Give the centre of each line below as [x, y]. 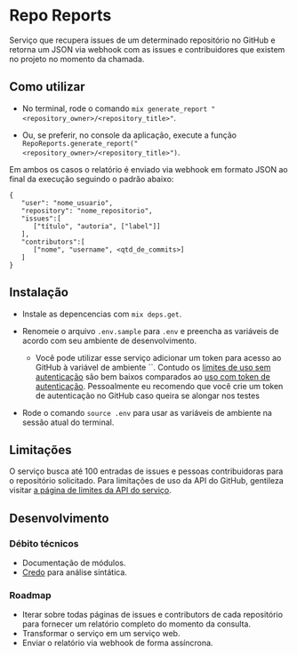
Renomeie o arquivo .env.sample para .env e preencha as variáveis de [150, 331]
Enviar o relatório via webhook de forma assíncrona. [117, 643]
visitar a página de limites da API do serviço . [90, 491]
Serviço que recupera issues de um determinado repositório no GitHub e [142, 40]
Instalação [39, 293]
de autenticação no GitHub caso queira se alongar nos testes [148, 395]
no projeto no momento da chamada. [77, 59]
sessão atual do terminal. [68, 422]
